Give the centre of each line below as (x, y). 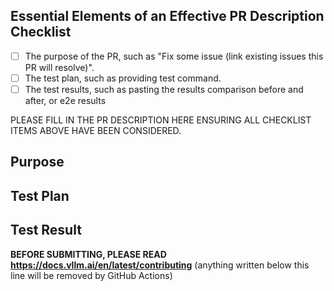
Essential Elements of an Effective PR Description (167, 16)
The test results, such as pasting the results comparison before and (164, 89)
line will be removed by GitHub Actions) (91, 275)
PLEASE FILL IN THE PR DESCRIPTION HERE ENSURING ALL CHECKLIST (161, 120)
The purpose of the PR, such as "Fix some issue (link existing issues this (174, 56)
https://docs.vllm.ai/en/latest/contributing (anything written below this (160, 265)
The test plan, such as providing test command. (123, 78)
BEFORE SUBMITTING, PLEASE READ (88, 254)
